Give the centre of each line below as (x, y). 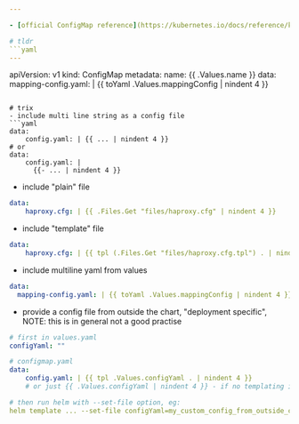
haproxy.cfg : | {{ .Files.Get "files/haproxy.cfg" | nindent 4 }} (151, 212)
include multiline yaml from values (85, 270)
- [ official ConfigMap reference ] (73, 25)
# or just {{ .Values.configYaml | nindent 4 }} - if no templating (155, 387)
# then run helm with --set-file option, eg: (95, 402)
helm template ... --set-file (65, 411)
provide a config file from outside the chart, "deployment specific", (145, 311)
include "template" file (63, 228)
